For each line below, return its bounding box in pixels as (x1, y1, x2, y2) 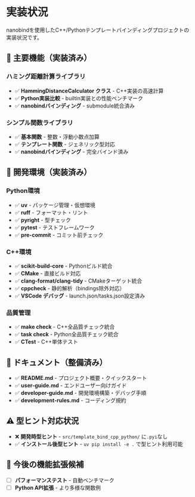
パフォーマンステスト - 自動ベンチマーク (14, 476, 114, 484)
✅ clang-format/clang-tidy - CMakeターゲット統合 (14, 277, 143, 284)
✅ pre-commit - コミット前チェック (14, 231, 104, 238)
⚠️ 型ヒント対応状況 (6, 416, 79, 426)
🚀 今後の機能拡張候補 (6, 459, 84, 470)
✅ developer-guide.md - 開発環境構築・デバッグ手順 (14, 389, 147, 397)
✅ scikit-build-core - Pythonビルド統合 (14, 262, 113, 269)
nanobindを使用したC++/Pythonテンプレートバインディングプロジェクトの (6, 26, 190, 33)
